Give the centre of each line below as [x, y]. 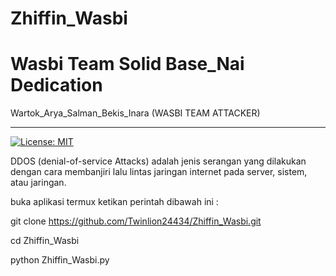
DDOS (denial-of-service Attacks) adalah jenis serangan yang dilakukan [158, 161]
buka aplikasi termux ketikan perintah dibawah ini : [114, 202]
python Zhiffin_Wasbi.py [60, 260]
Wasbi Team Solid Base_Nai [127, 64]
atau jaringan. [38, 183]
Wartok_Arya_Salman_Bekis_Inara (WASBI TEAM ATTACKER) [135, 113]
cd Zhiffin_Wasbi [45, 241]
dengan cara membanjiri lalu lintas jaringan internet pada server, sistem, [159, 172]
